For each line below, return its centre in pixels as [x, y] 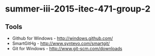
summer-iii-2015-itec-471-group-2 [78, 9]
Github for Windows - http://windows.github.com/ [63, 38]
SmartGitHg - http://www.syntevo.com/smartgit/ [61, 43]
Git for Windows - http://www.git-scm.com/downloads [67, 49]
